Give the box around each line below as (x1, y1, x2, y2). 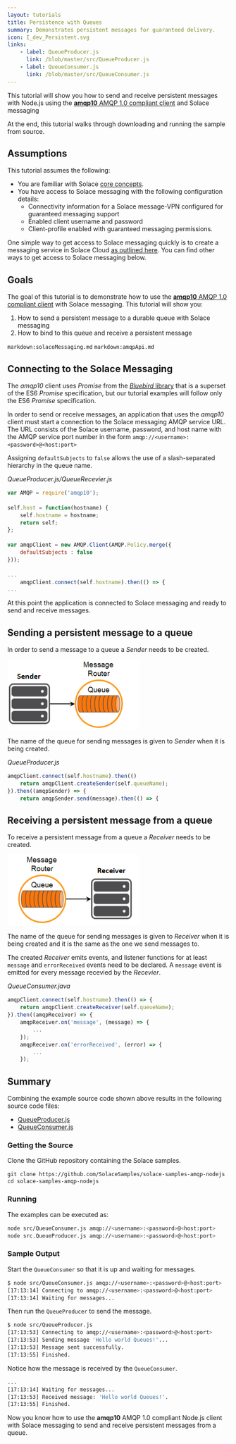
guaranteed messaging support (27, 210, 120, 218)
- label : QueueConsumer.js (20, 63, 99, 70)
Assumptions (7, 148, 68, 160)
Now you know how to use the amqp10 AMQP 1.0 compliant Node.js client (7, 1414, 223, 1422)
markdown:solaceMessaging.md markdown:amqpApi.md (7, 344, 155, 351)
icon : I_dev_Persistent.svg (7, 34, 90, 41)
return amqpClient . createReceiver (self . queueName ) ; (20, 1004, 175, 1011)
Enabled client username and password (27, 217, 143, 226)
